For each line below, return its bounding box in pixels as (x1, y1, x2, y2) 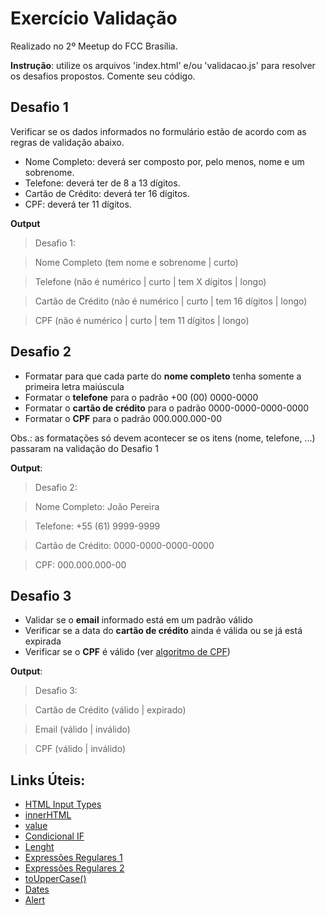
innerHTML (24, 809, 72, 821)
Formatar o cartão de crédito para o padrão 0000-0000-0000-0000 (24, 402, 310, 414)
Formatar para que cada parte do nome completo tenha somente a (24, 370, 302, 382)
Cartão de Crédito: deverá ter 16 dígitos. (24, 187, 190, 199)
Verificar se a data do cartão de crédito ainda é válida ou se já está (24, 625, 303, 637)
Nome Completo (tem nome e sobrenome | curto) (34, 256, 239, 268)
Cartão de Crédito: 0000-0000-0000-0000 (34, 539, 215, 551)
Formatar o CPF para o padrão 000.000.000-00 (24, 412, 222, 424)
